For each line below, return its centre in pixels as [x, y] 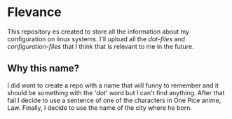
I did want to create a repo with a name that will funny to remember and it [113, 85]
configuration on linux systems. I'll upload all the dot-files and [96, 38]
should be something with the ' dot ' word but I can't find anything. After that [116, 92]
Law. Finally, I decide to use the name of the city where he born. [100, 107]
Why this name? [43, 68]
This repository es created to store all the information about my [98, 31]
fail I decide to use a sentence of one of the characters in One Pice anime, [114, 100]
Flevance [34, 12]
